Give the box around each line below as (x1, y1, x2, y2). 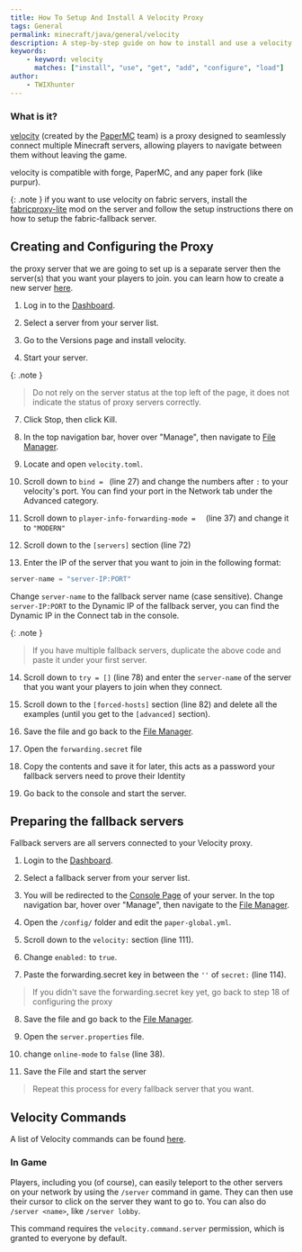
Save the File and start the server (22, 1066, 147, 1077)
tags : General (10, 22, 64, 31)
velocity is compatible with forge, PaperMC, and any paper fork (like (10, 167, 263, 177)
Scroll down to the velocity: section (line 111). (22, 934, 194, 946)
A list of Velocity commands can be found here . (10, 1134, 187, 1145)
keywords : (10, 47, 48, 56)
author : (10, 72, 40, 81)
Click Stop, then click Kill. (22, 413, 118, 424)
